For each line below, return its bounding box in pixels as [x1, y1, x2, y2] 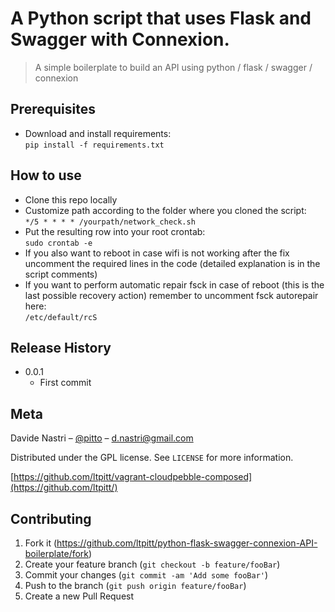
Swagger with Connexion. [10, 28, 230, 51]
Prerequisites [10, 101, 96, 118]
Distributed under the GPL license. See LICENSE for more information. [10, 452, 294, 464]
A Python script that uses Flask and [10, 7, 312, 30]
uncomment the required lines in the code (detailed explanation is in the [24, 257, 321, 269]
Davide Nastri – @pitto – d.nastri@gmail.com [10, 432, 194, 444]
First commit [39, 377, 92, 389]
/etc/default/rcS [24, 312, 98, 322]
